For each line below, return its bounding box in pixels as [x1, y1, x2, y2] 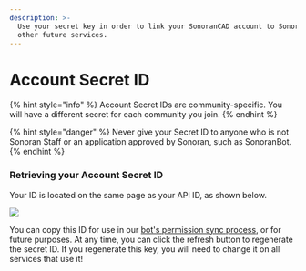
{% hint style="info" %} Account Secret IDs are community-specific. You [9, 99, 283, 110]
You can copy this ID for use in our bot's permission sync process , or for [9, 224, 281, 235]
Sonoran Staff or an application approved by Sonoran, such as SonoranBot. [9, 136, 292, 147]
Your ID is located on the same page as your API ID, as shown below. [9, 189, 267, 200]
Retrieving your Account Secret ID [9, 169, 164, 182]
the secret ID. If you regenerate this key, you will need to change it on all [9, 243, 280, 255]
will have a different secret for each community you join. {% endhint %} [9, 109, 278, 120]
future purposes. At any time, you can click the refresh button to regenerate [9, 234, 294, 245]
